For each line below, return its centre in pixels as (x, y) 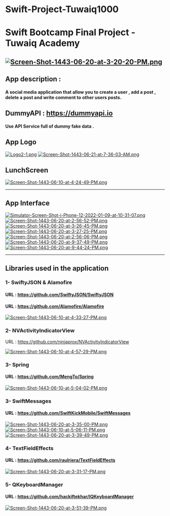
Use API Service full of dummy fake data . (50, 126)
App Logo (21, 142)
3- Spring (17, 365)
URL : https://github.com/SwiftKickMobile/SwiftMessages (68, 413)
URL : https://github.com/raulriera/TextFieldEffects (60, 460)
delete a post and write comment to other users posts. (63, 97)
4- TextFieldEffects (30, 448)
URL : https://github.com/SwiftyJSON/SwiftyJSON (59, 295)
